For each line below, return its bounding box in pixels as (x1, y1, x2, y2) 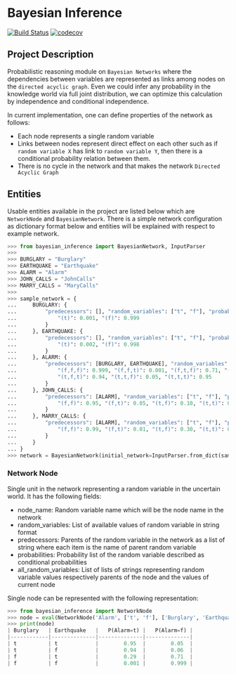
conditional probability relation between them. (17, 154, 151, 162)
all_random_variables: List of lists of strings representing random (17, 565, 205, 573)
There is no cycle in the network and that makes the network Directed (17, 162, 221, 170)
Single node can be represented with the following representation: (7, 594, 199, 602)
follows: (7, 118, 30, 127)
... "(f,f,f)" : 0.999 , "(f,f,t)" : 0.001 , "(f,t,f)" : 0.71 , (7, 367, 221, 374)
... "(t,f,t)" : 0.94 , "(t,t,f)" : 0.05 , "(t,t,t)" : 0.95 (7, 374, 212, 381)
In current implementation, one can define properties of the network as (7, 110, 213, 119)
